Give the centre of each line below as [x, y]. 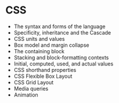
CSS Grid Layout [34, 82]
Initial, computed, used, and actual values [64, 63]
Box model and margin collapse [51, 45]
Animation [26, 95]
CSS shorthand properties [45, 70]
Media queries [31, 88]
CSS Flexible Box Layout [43, 76]
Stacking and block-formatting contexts [61, 57]
